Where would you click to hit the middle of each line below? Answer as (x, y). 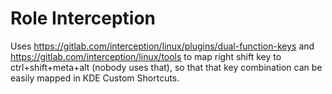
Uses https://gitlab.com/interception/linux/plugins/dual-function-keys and (162, 46)
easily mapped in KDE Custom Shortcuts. (95, 78)
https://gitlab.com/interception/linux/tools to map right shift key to (146, 56)
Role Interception (83, 18)
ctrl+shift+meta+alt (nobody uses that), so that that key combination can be (166, 67)
